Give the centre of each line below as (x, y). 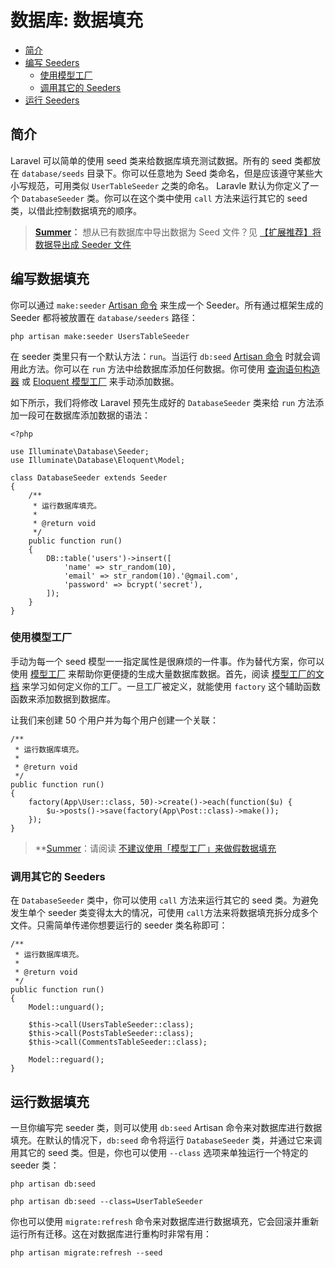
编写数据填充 (50, 279)
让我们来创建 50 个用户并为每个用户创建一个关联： (115, 720)
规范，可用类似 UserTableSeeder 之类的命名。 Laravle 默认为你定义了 (169, 185)
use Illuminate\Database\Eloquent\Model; (98, 460)
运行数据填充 (50, 1101)
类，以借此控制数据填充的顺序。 (76, 210)
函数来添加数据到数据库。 (63, 698)
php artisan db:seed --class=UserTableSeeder (106, 1201)
